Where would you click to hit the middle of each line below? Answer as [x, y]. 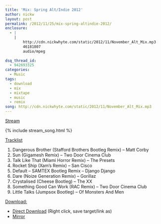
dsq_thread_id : [21, 61]
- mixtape [20, 93]
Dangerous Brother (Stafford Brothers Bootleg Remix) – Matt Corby [80, 150]
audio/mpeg [34, 51]
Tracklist [14, 140]
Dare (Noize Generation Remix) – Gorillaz [54, 176]
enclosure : [16, 28]
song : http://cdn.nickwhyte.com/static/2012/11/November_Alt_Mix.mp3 [79, 107]
